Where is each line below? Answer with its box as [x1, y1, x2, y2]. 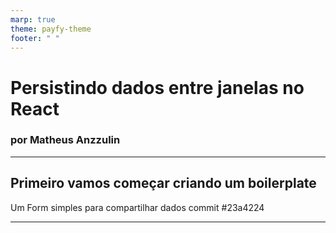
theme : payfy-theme [10, 24, 92, 34]
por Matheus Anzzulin [10, 133, 121, 147]
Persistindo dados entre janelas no [10, 76, 305, 99]
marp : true [10, 14, 56, 25]
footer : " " [10, 33, 60, 43]
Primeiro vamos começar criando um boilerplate [10, 175, 317, 192]
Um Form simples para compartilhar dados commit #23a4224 [10, 201, 265, 213]
